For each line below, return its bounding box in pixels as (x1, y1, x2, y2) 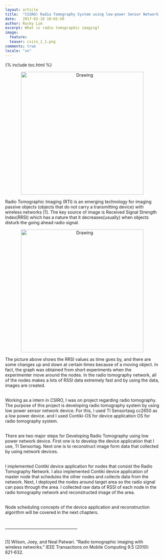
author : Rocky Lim (5, 21, 43, 26)
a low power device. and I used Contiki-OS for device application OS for (5, 412, 150, 418)
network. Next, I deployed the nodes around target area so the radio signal (5, 479, 156, 485)
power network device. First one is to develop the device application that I (5, 438, 154, 444)
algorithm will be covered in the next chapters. (5, 509, 99, 515)
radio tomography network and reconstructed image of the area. (5, 489, 135, 495)
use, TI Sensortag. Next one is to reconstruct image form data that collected (5, 443, 159, 449)
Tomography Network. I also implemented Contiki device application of (5, 468, 148, 474)
